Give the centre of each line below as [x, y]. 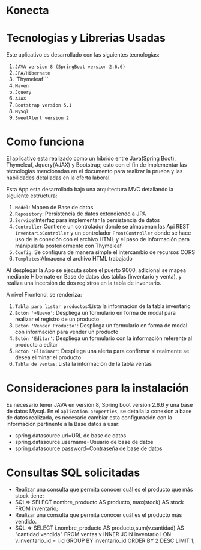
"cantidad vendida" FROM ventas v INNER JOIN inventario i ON [93, 534]
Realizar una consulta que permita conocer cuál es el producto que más [104, 489]
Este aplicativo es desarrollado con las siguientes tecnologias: [83, 55]
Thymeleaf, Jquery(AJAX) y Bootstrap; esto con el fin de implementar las [97, 165]
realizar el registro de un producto [57, 319]
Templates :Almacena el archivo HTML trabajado [74, 259]
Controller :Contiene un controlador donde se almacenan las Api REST [102, 227]
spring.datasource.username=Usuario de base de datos [84, 442]
